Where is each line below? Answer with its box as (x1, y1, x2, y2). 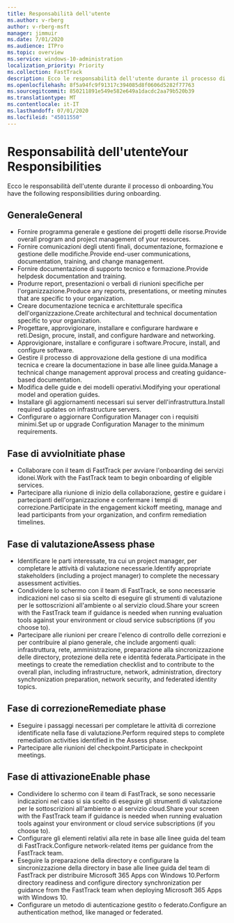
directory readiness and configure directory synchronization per (17, 878, 202, 887)
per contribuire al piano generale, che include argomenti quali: (17, 638, 196, 646)
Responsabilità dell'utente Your (7, 144, 189, 160)
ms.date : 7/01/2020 (7, 36, 64, 43)
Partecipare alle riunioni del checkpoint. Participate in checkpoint (17, 743, 203, 752)
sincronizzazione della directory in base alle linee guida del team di (17, 863, 210, 871)
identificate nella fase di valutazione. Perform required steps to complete (17, 729, 225, 737)
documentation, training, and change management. (17, 257, 165, 265)
